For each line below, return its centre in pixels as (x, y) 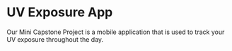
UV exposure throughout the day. (55, 39)
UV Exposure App (60, 12)
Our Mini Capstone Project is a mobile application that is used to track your (116, 32)
